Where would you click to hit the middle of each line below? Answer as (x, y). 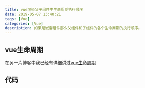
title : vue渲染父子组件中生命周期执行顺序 (44, 10)
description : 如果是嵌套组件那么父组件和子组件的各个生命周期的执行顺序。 (74, 28)
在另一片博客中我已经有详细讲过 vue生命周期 (51, 62)
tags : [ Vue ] (17, 19)
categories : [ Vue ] (24, 24)
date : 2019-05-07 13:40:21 (33, 14)
